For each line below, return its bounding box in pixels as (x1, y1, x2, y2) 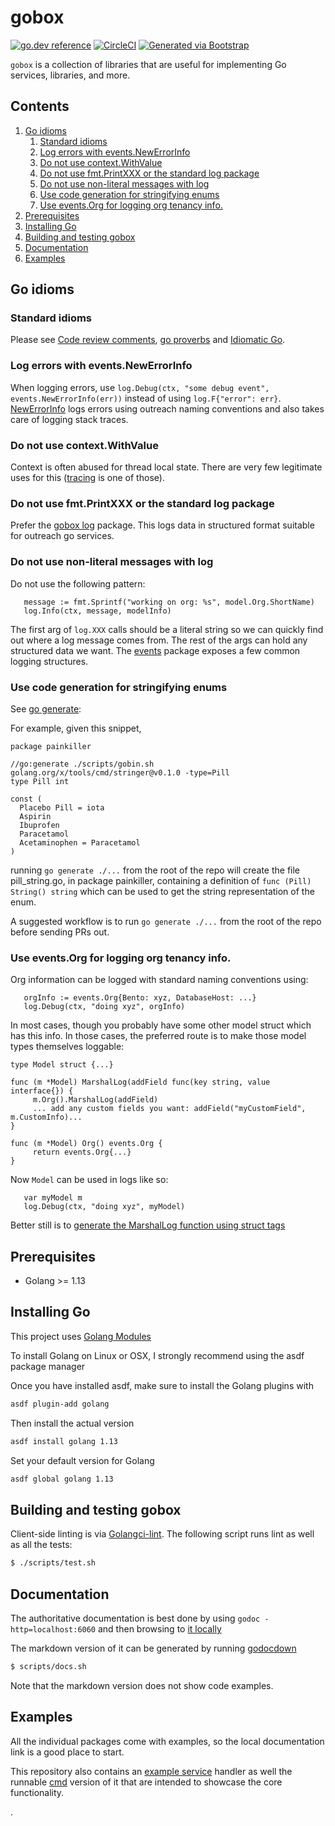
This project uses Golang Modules (10, 1330, 152, 1342)
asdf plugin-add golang (10, 1399, 110, 1409)
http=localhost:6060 (10, 1624, 97, 1635)
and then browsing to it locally (97, 1622, 222, 1635)
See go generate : (10, 702, 82, 715)
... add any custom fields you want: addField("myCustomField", (32, 1104, 307, 1114)
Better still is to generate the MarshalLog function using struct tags (10, 1219, 286, 1231)
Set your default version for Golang (10, 1454, 155, 1466)
